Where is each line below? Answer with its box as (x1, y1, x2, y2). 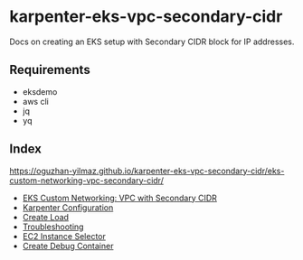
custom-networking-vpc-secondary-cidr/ (9, 174, 165, 186)
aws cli (22, 96, 50, 107)
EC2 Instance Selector (22, 230, 107, 241)
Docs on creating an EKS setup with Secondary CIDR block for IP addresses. (9, 36, 295, 47)
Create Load (22, 211, 70, 222)
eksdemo (22, 86, 58, 97)
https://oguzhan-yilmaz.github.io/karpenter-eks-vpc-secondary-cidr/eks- (9, 165, 285, 176)
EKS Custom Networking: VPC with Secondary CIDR (22, 192, 217, 203)
